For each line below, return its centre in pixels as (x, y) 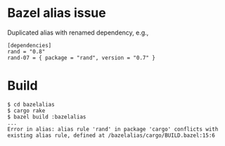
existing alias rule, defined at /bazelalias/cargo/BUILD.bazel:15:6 (111, 135)
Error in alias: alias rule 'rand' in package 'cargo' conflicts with (113, 129)
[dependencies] (30, 45)
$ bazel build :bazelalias (47, 117)
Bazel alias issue (57, 13)
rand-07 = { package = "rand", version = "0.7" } (82, 58)
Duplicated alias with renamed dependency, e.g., (78, 32)
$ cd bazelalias (31, 104)
